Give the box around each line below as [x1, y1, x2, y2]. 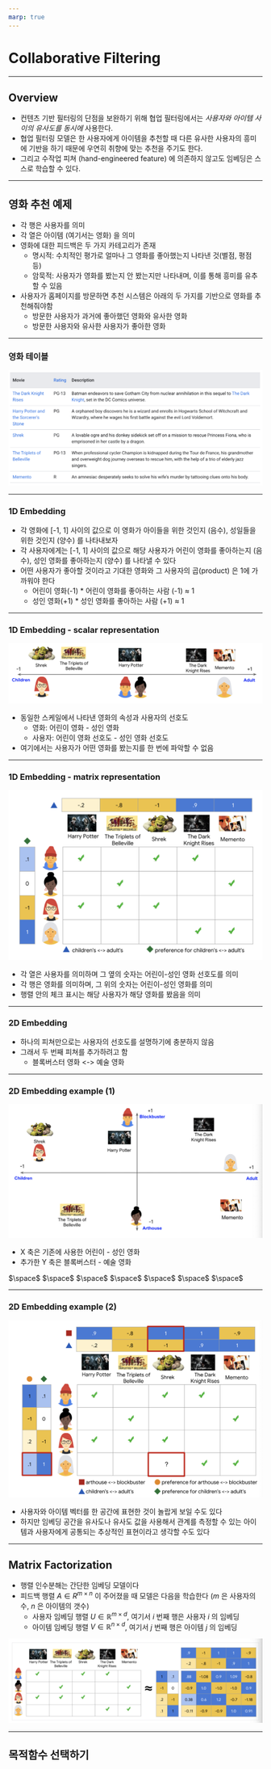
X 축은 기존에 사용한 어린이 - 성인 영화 [19, 1247, 140, 1257]
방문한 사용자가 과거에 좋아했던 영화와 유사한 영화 [31, 311, 188, 321]
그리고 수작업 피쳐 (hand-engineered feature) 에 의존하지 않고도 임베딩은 [19, 154, 253, 163]
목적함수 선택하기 [8, 1748, 90, 1762]
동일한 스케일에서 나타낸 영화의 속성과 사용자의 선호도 [19, 713, 189, 722]
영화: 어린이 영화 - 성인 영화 [31, 723, 119, 733]
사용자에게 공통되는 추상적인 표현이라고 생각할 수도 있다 [35, 1527, 211, 1536]
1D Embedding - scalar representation [8, 624, 160, 635]
